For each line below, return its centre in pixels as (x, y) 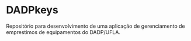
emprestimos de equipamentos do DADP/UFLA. (63, 32)
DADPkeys (32, 10)
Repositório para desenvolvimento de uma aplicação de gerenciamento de (95, 26)
